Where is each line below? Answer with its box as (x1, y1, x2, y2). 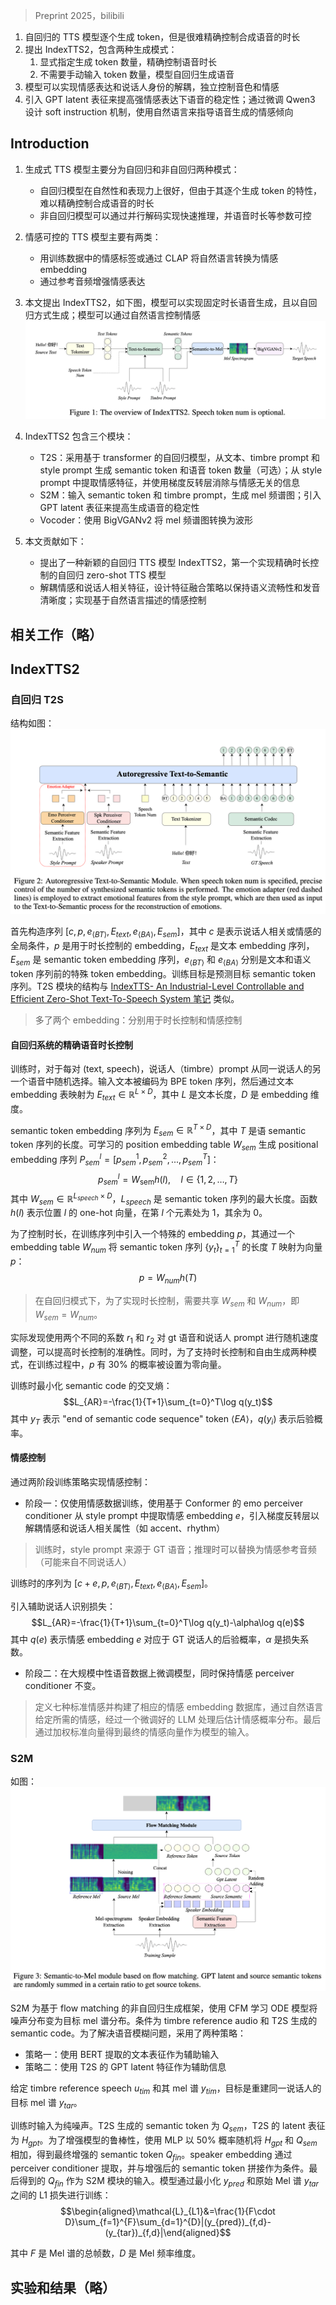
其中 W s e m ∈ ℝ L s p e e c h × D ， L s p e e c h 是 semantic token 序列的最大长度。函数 (10, 1190, 318, 1207)
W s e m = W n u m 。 (34, 1309, 103, 1323)
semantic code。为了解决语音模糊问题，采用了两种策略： (10, 2027, 247, 2039)
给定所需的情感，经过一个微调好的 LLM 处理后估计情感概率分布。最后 (34, 1713, 322, 1725)
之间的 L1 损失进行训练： (10, 2189, 112, 2201)
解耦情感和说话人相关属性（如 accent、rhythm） (24, 1522, 226, 1534)
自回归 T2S (10, 693, 64, 707)
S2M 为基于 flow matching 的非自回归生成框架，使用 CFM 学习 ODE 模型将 (10, 2002, 318, 2014)
